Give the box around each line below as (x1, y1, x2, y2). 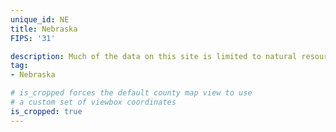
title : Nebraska (10, 24, 78, 34)
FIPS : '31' (10, 33, 56, 43)
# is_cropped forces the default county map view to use (10, 88, 253, 98)
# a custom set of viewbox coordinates (10, 97, 177, 107)
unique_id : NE (10, 14, 70, 25)
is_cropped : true (10, 106, 83, 116)
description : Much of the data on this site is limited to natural (10, 51, 298, 61)
